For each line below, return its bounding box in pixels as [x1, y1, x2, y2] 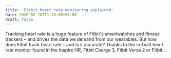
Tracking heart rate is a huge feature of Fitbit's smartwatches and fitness [5, 31, 160, 37]
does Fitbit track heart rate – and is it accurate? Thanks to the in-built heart [5, 42, 164, 48]
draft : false [5, 17, 33, 22]
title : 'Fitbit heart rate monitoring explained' [5, 7, 114, 13]
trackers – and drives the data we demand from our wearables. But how [5, 36, 157, 42]
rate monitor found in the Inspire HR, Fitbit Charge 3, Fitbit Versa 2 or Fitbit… [5, 47, 167, 53]
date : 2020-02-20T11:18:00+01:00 [5, 12, 77, 17]
